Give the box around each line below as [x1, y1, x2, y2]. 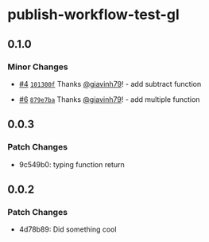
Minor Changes [7, 61, 68, 72]
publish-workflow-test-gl [7, 6, 180, 24]
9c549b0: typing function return [18, 159, 125, 169]
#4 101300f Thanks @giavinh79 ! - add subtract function [18, 79, 202, 88]
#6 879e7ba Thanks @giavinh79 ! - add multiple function [18, 94, 200, 104]
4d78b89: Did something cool [18, 224, 117, 234]
